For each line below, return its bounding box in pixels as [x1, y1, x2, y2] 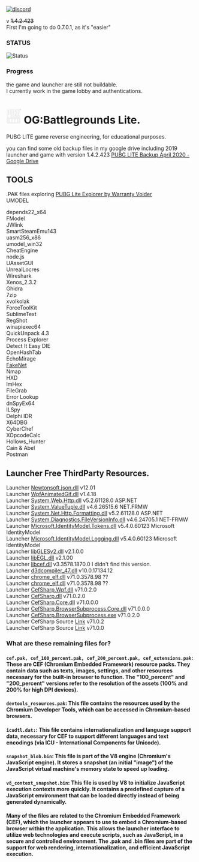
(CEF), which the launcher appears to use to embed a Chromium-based [6, 818, 187, 825]
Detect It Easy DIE [6, 343, 51, 350]
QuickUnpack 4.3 [6, 330, 49, 337]
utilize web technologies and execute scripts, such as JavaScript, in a [6, 831, 183, 838]
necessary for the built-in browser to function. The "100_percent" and [6, 673, 185, 680]
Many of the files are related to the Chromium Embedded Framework [6, 812, 180, 819]
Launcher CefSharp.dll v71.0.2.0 [6, 593, 86, 600]
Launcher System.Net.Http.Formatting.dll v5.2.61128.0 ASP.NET [6, 510, 163, 517]
